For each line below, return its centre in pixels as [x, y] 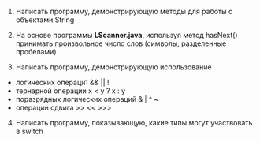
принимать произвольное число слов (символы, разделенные [121, 43]
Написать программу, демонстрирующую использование [113, 67]
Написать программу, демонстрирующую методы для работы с [124, 11]
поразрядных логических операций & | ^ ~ [87, 99]
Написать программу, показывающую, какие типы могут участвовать [134, 123]
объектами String [45, 20]
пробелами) [36, 52]
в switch [29, 131]
